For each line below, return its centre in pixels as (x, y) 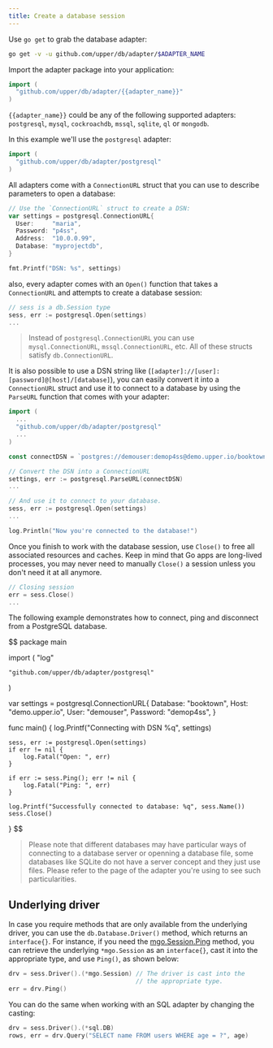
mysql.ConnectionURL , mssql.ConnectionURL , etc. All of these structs (141, 347)
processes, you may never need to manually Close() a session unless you (132, 563)
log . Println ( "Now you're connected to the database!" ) (103, 530)
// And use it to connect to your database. (85, 501)
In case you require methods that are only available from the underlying (128, 925)
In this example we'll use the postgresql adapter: (90, 140)
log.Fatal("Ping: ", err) (67, 786)
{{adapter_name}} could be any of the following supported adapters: (122, 115)
